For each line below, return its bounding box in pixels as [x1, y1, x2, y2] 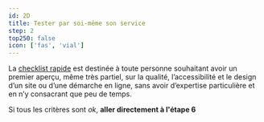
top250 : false [8, 34, 56, 43]
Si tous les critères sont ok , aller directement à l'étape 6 [8, 105, 196, 115]
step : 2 [8, 26, 35, 35]
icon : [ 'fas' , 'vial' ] [8, 42, 85, 50]
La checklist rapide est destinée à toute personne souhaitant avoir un [8, 63, 237, 73]
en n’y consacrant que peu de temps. [8, 89, 133, 99]
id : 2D [8, 11, 31, 20]
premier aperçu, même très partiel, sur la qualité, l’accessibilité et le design [8, 72, 257, 82]
